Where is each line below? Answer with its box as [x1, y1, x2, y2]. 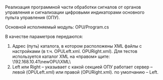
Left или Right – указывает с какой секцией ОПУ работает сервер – [12, 64, 153, 70]
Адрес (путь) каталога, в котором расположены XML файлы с [12, 43, 142, 49]
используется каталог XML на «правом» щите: [12, 53, 110, 59]
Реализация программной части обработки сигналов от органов [5, 4, 141, 10]
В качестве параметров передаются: [5, 34, 83, 39]
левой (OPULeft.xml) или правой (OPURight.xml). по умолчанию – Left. [12, 69, 159, 75]
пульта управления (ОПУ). [5, 15, 60, 20]
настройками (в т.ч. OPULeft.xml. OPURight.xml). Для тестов [12, 49, 138, 54]
